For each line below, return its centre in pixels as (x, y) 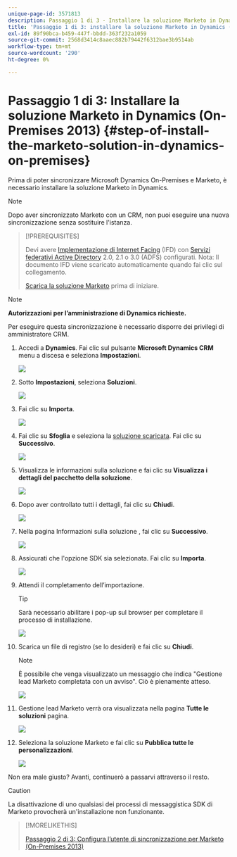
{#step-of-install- (157, 130)
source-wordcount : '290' (44, 54)
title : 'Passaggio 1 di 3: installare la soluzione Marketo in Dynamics (117, 27)
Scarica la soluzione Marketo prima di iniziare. (92, 285)
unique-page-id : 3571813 (44, 14)
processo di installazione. (55, 620)
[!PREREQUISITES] (52, 236)
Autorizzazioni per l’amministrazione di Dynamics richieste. (97, 313)
